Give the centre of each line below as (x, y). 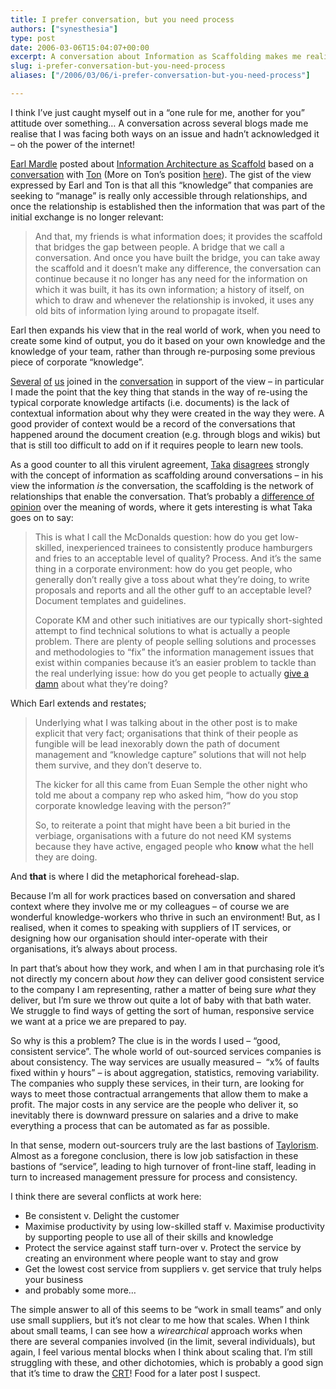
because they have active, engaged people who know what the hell (174, 846)
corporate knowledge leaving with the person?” (133, 805)
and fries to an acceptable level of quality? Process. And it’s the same (178, 558)
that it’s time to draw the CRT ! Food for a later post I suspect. (135, 1373)
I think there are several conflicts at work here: (106, 1196)
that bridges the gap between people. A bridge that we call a (159, 247)
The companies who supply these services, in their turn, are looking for (157, 1083)
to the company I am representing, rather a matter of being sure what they (163, 989)
